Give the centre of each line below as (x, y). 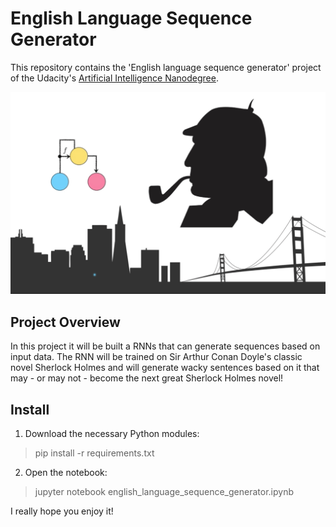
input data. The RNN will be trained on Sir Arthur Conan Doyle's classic (156, 357)
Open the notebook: (66, 472)
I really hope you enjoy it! (62, 511)
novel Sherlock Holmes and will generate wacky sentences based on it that (165, 368)
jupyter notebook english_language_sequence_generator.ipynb (164, 491)
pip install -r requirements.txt (94, 453)
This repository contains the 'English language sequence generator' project (166, 67)
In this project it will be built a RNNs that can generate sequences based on (165, 346)
